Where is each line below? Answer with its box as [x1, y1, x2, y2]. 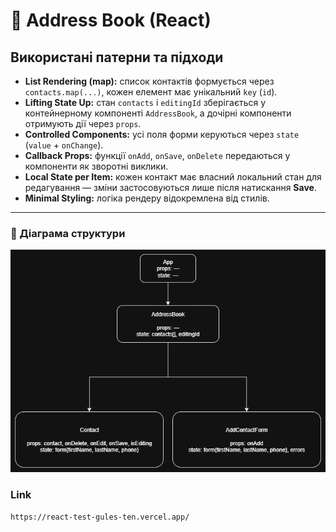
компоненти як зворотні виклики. [24, 160, 169, 172]
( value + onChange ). [24, 139, 104, 151]
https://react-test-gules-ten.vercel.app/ [10, 512, 190, 522]
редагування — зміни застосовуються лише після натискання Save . [24, 182, 317, 193]
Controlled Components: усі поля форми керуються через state [24, 129, 300, 140]
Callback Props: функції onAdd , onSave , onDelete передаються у [24, 150, 291, 161]
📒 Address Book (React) [10, 9, 212, 32]
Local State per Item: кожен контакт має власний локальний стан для [24, 171, 322, 183]
